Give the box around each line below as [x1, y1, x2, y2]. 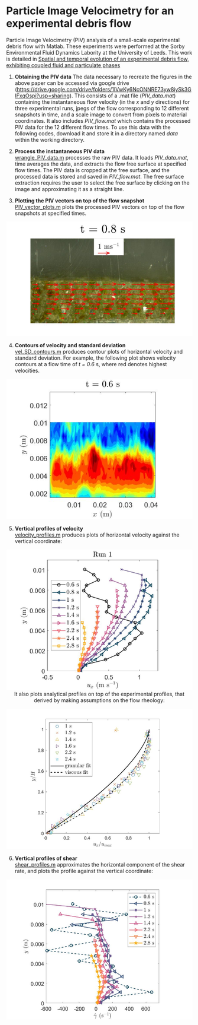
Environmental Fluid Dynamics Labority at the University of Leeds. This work [6, 49, 193, 56]
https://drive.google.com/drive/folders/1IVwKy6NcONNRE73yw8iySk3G [17, 85, 192, 93]
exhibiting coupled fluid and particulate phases [6, 61, 121, 69]
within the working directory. [14, 136, 85, 143]
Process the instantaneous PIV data [14, 147, 105, 155]
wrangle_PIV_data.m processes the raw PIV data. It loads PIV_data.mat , [14, 154, 189, 161]
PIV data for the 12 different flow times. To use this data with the [14, 123, 171, 131]
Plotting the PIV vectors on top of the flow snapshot [14, 197, 145, 204]
